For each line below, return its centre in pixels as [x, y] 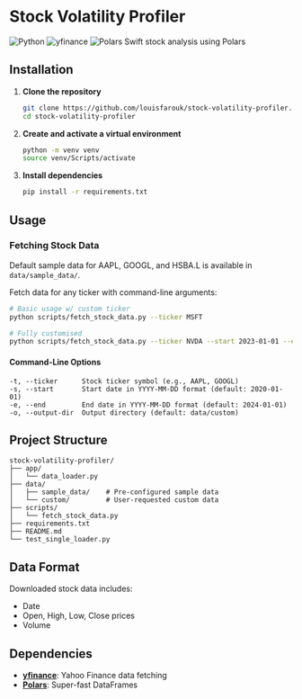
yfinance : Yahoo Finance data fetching [95, 675]
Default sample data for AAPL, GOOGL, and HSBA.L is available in [131, 265]
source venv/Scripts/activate [79, 158]
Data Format [44, 567]
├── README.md [36, 532]
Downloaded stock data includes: [71, 589]
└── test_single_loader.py [60, 540]
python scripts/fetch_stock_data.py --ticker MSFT [106, 317]
